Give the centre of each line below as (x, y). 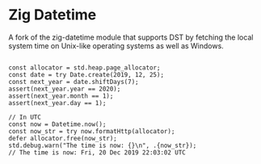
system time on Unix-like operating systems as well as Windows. (116, 45)
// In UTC (25, 117)
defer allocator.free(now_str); (63, 138)
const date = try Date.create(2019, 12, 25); (86, 74)
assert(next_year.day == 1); (57, 103)
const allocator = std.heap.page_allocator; (84, 67)
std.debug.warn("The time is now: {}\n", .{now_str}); (103, 145)
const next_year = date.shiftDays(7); (74, 82)
